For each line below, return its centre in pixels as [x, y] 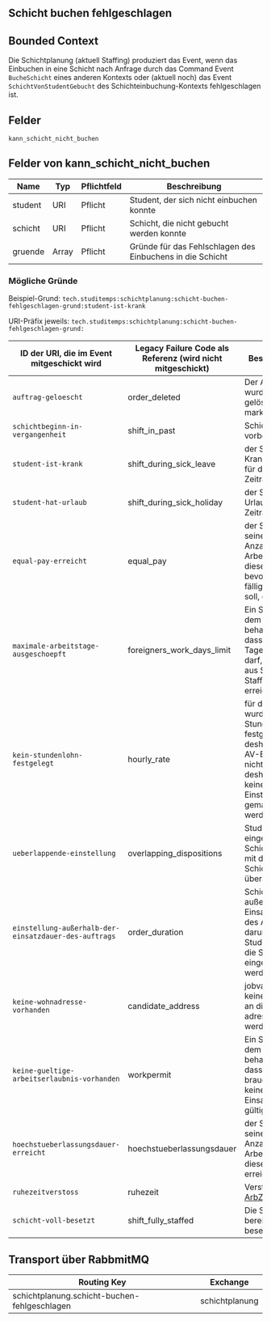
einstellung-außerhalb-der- [66, 928]
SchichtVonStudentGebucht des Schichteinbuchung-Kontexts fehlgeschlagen [135, 86]
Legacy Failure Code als [182, 349]
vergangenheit [40, 435]
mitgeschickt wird [67, 363]
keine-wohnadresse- [50, 1002]
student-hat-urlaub [50, 502]
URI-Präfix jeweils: [39, 321]
